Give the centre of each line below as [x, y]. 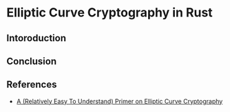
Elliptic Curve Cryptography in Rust [109, 13]
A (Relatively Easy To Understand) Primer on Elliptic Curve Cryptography [119, 101]
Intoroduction [36, 38]
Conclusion [32, 61]
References [32, 85]
